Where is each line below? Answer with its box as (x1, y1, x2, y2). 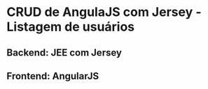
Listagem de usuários (6, 19, 135, 35)
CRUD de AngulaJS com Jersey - (6, 4, 202, 20)
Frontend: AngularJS (6, 70, 99, 82)
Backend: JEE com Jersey (6, 47, 122, 58)
